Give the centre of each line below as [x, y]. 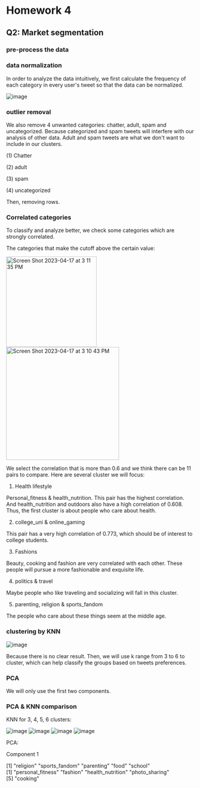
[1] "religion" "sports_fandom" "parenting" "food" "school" [78, 766]
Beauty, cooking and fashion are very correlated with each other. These [94, 563]
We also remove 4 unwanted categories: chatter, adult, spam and [86, 125]
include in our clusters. [34, 144]
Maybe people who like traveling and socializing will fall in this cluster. [92, 593]
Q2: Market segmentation [55, 33]
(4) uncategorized [28, 190]
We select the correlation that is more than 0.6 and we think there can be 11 [99, 468]
